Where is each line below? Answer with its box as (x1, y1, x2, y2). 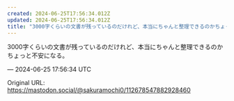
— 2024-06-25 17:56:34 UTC (7, 65, 92, 73)
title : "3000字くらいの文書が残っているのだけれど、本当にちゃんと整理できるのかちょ (7, 23, 226, 30)
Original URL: (7, 79, 45, 87)
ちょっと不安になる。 (7, 51, 68, 59)
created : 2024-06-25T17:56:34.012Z (7, 10, 111, 17)
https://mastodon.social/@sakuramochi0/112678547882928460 (7, 86, 192, 94)
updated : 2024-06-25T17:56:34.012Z (7, 17, 111, 24)
